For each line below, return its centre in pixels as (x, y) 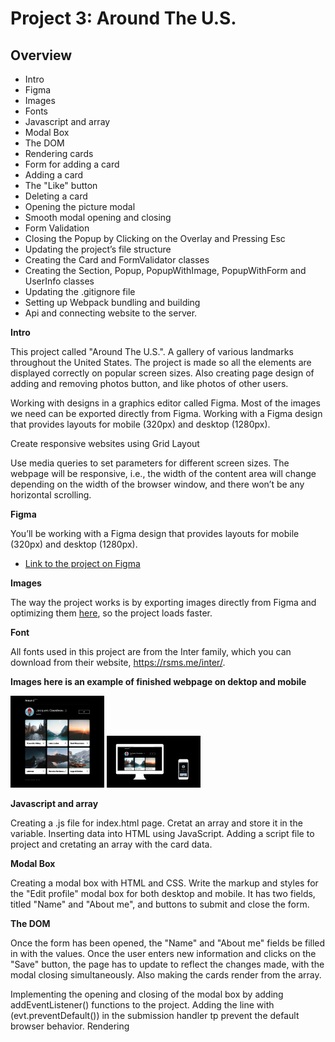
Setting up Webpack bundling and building (112, 302)
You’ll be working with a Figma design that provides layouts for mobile (155, 533)
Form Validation (57, 228)
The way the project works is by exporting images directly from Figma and (163, 602)
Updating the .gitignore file (80, 291)
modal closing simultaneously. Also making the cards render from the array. (166, 974)
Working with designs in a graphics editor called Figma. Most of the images (165, 403)
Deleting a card (56, 196)
